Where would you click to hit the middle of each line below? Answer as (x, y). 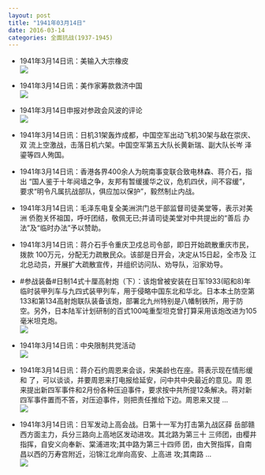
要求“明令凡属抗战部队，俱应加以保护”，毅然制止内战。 (109, 191)
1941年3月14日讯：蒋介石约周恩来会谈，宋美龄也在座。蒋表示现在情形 (133, 370)
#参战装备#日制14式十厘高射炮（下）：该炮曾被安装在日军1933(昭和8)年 (135, 281)
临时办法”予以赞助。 (73, 228)
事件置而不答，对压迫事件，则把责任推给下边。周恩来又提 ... (131, 400)
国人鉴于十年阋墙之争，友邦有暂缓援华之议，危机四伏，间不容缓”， (140, 182)
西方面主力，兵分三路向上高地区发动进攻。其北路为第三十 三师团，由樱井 (138, 435)
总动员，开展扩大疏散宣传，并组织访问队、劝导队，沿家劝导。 (127, 265)
